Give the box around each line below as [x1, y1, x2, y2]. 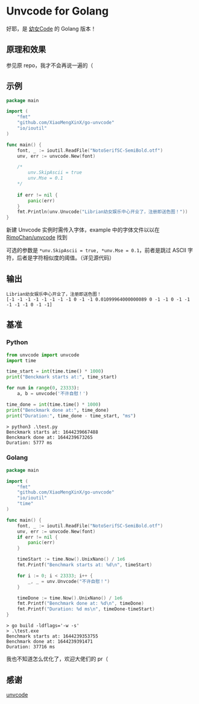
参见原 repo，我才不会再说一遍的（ [6, 62, 93, 69]
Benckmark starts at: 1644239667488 [6, 429, 98, 435]
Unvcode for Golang [6, 4, 109, 18]
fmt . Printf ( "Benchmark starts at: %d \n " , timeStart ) [17, 562, 153, 568]
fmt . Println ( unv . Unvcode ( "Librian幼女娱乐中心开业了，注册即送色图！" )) [17, 209, 188, 215]
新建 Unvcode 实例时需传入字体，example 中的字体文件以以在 [6, 226, 160, 233]
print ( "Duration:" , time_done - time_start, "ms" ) [6, 412, 136, 419]
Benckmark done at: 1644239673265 [6, 434, 93, 440]
